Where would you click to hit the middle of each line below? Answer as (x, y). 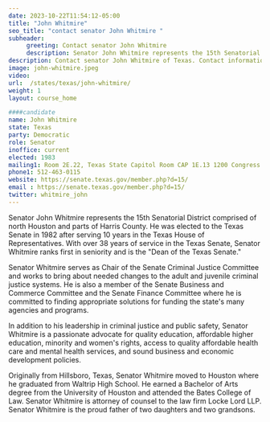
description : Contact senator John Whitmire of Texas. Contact (117, 61)
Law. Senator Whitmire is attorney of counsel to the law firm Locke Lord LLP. (135, 401)
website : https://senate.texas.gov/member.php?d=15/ (98, 180)
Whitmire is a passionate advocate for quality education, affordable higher (131, 334)
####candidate (32, 113)
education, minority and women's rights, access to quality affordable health (133, 342)
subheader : (27, 38)
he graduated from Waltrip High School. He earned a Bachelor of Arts (123, 383)
